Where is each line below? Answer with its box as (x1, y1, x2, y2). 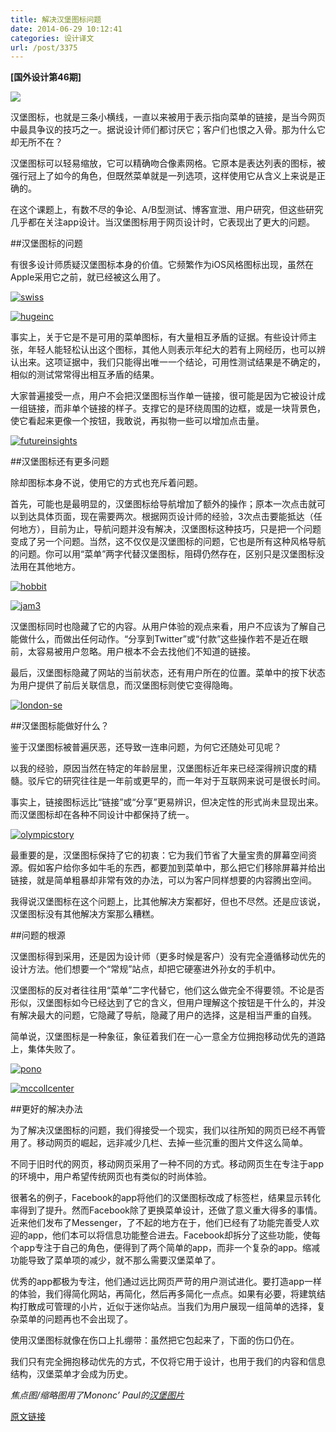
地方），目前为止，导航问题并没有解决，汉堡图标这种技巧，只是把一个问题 (18, 523, 322, 535)
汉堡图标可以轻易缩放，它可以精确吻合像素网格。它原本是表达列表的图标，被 (10, 157, 326, 170)
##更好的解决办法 (10, 1103, 83, 1115)
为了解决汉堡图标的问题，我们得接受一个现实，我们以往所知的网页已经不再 (10, 1124, 317, 1136)
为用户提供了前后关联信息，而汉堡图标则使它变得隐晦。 (10, 679, 238, 691)
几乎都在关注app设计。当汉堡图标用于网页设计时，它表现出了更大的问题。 (10, 216, 316, 228)
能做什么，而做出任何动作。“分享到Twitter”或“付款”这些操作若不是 (10, 633, 283, 645)
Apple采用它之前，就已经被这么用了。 (10, 271, 167, 283)
